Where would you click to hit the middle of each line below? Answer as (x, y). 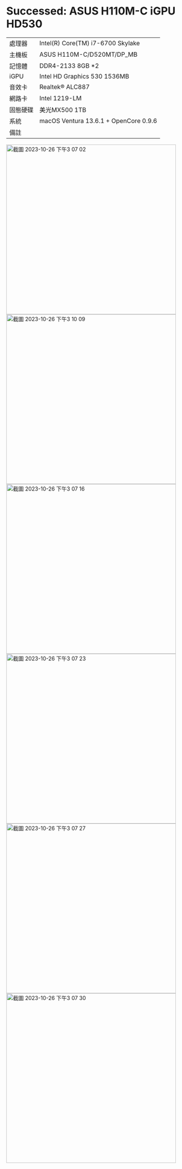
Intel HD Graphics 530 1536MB (84, 76)
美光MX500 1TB (63, 110)
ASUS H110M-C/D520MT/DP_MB (89, 54)
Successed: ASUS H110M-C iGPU (91, 11)
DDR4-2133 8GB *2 (69, 66)
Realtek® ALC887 (65, 87)
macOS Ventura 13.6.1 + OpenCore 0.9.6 (99, 121)
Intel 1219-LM (61, 98)
